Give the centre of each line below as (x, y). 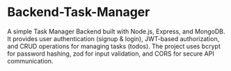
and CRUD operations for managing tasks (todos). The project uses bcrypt (114, 46)
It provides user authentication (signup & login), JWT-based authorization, (113, 38)
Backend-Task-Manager (79, 12)
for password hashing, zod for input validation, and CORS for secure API (111, 54)
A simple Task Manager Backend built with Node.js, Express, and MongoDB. (116, 31)
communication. (30, 61)
